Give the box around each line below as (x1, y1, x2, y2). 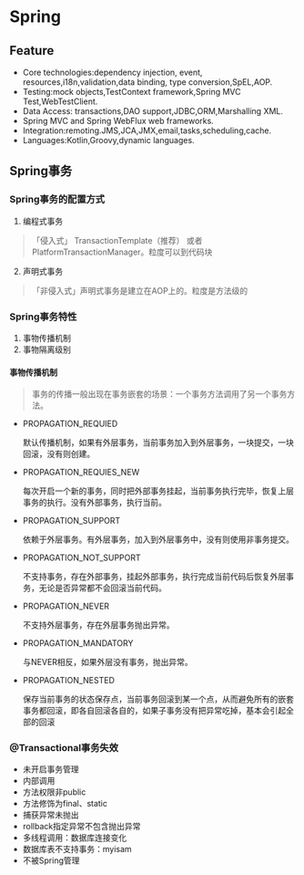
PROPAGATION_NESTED (22, 675, 116, 686)
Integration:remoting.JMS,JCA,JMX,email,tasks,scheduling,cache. (22, 125, 271, 136)
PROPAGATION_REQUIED (22, 418, 118, 430)
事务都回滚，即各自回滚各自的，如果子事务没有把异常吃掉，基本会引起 (22, 705, 287, 716)
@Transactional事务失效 (9, 742, 119, 755)
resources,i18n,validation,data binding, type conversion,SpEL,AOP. (22, 77, 273, 88)
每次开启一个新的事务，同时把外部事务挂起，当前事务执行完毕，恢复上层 (22, 485, 294, 496)
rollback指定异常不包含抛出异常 (22, 821, 141, 832)
